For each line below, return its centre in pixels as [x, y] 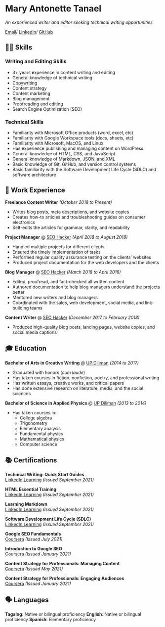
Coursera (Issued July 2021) [34, 539]
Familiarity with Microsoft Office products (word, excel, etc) [73, 133]
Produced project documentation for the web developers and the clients [85, 262]
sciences [21, 393]
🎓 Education [26, 348]
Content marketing [31, 93]
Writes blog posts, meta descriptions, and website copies [71, 212]
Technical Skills [24, 122]
